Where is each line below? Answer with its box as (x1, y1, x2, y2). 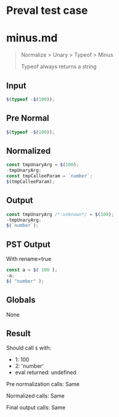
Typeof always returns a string (20, 63, 97, 70)
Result (6, 328, 31, 339)
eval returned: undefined (14, 369, 77, 376)
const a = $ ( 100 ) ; (6, 267, 58, 273)
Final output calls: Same (6, 404, 66, 411)
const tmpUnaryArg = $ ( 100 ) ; (6, 162, 79, 168)
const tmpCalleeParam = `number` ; (6, 173, 93, 179)
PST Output (6, 239, 51, 249)
